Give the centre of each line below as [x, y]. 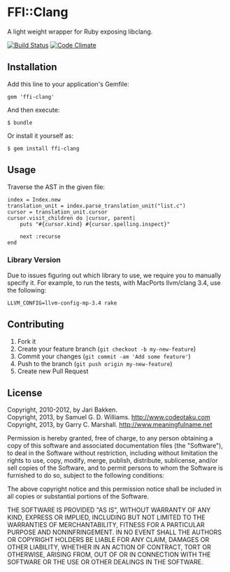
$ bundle [20, 123]
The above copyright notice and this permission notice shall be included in [114, 489]
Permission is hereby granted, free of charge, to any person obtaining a [110, 438]
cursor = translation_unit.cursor [58, 212]
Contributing [36, 325]
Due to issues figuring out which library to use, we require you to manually [114, 275]
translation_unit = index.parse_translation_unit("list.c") [97, 206]
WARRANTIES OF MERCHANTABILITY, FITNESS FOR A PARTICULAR [106, 525]
